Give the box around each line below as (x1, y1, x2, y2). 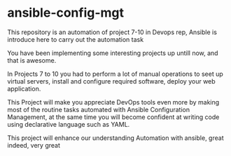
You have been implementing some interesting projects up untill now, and (7, 49, 218, 57)
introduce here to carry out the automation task (7, 35, 144, 43)
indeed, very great (7, 141, 61, 149)
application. (7, 84, 41, 93)
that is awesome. (7, 56, 57, 64)
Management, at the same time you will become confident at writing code (7, 113, 220, 121)
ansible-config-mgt (7, 5, 125, 21)
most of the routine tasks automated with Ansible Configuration (7, 105, 190, 114)
